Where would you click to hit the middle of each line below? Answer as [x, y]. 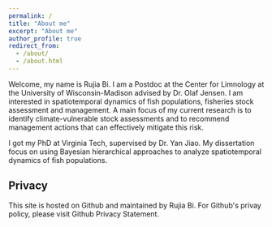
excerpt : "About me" [43, 31]
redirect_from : [34, 46]
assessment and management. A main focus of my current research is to [130, 109]
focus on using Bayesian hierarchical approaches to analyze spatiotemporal [135, 152]
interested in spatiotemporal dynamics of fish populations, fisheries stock [131, 101]
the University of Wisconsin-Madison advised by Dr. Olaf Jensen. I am [126, 92]
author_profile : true [45, 39]
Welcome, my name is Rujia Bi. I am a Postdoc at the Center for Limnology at [136, 84]
